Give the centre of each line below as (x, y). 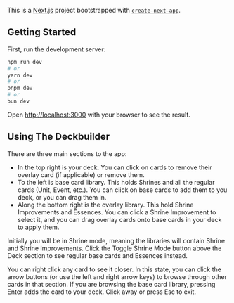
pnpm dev (20, 88)
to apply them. (38, 227)
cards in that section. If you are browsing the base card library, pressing (111, 284)
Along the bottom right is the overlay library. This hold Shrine (105, 205)
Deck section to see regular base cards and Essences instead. (97, 255)
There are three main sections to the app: (67, 153)
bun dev (19, 101)
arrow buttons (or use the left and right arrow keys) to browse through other (117, 276)
